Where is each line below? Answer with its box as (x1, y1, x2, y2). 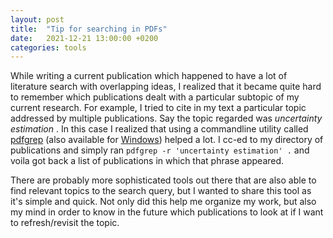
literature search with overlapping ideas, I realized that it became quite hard (10, 81, 322, 93)
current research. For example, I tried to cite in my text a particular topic (10, 102, 307, 114)
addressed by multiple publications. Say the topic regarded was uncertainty (10, 112, 323, 125)
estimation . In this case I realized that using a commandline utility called (10, 123, 309, 135)
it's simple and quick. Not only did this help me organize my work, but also (10, 196, 317, 208)
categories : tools (10, 42, 87, 53)
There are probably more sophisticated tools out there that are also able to (10, 174, 317, 186)
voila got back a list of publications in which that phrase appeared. (10, 155, 285, 167)
